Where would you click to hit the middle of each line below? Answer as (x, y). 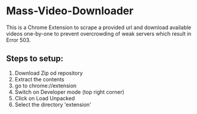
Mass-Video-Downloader (70, 11)
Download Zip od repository (49, 73)
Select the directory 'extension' (53, 104)
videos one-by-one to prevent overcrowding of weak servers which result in (99, 33)
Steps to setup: (35, 58)
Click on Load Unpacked (45, 98)
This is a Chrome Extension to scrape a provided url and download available (99, 27)
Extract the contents (39, 79)
